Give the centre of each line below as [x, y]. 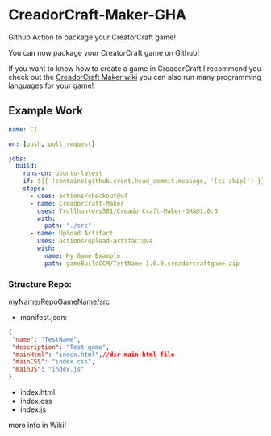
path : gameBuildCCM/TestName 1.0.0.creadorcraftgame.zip [142, 264]
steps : [34, 189]
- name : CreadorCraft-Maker [77, 203]
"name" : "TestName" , [46, 339]
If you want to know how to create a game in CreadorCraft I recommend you [135, 68]
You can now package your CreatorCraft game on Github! [104, 52]
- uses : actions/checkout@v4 [79, 196]
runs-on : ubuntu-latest [63, 174]
